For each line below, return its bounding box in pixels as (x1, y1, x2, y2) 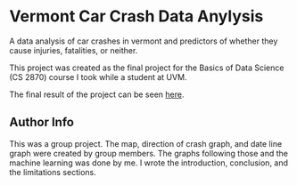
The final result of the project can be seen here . (9, 89, 185, 100)
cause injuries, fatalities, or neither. (9, 44, 138, 55)
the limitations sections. (9, 166, 96, 177)
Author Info (9, 115, 74, 130)
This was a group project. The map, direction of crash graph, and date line (9, 138, 283, 149)
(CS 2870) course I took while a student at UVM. (9, 71, 187, 82)
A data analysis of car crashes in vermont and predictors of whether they (9, 36, 278, 46)
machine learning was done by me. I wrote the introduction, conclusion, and (9, 157, 288, 168)
